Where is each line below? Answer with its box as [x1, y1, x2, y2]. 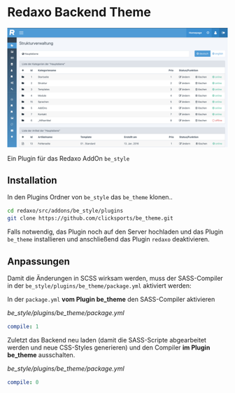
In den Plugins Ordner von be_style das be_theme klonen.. [7, 193, 173, 201]
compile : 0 [7, 378, 39, 386]
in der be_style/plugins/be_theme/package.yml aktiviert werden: [7, 281, 192, 290]
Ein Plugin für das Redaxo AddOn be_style [7, 154, 130, 162]
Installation [7, 175, 57, 187]
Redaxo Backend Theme [7, 4, 152, 20]
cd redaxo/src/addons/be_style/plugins [7, 208, 124, 215]
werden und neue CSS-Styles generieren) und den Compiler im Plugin [7, 343, 211, 352]
